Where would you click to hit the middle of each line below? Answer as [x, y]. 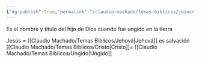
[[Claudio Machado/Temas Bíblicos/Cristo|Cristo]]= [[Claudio [82, 47]
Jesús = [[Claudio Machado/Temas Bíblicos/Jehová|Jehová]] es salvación [98, 40]
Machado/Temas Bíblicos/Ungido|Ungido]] [59, 53]
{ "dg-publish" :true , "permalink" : [48, 12]
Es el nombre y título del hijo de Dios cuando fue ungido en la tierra [90, 29]
